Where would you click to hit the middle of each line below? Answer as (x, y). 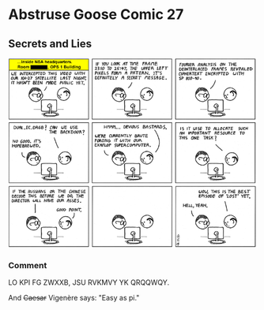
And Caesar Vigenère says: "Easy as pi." (74, 298)
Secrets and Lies (50, 44)
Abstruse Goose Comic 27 (96, 15)
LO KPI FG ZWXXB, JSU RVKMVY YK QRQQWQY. (89, 282)
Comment (28, 266)
